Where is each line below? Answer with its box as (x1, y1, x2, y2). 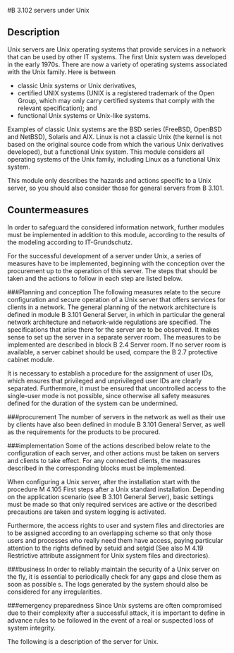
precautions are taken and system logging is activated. (7, 508, 166, 516)
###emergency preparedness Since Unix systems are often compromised (7, 601, 222, 609)
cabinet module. (7, 355, 55, 364)
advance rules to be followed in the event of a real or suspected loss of (7, 616, 214, 624)
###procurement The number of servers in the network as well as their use (7, 412, 226, 421)
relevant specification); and (17, 104, 97, 112)
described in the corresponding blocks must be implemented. (7, 464, 187, 472)
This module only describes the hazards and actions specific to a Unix (7, 176, 211, 184)
